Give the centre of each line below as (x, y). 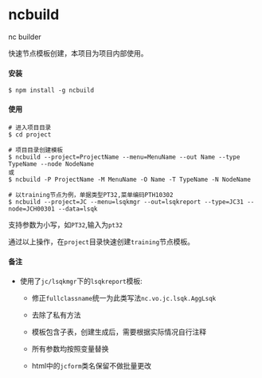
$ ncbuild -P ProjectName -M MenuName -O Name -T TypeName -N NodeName (129, 180)
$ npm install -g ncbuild (51, 91)
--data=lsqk (78, 209)
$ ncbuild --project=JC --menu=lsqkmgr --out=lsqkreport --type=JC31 (126, 202)
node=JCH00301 (32, 209)
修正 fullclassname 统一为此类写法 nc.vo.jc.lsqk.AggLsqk (124, 297)
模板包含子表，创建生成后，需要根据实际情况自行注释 (119, 332)
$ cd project (30, 135)
